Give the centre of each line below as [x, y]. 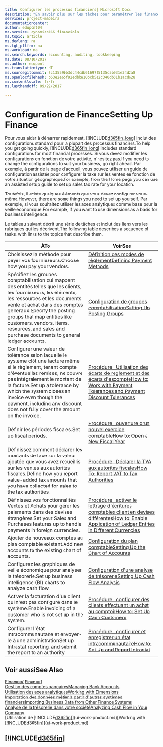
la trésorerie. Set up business [40, 576]
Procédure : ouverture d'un [119, 423]
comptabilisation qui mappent [41, 280]
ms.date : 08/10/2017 [26, 59]
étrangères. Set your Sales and [42, 518]
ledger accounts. [27, 341]
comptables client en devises [122, 512]
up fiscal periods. [27, 436]
